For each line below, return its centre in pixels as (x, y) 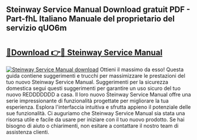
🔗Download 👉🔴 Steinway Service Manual (84, 52)
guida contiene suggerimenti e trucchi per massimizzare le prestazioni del (96, 76)
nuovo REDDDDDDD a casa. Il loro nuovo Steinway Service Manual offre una (98, 94)
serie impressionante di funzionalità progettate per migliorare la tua (87, 101)
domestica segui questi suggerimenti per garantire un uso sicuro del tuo (94, 88)
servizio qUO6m (36, 28)
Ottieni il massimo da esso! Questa (142, 69)
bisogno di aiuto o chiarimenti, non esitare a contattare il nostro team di (92, 126)
